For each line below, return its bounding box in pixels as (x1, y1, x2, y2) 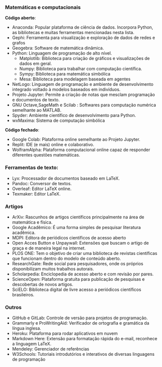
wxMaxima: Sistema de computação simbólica (12, 117, 105, 123)
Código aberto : (5, 15, 36, 21)
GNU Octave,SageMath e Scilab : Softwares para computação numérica (12, 102, 156, 108)
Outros (5, 304, 22, 310)
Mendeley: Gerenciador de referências (12, 346, 90, 352)
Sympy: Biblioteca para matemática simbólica (19, 71, 111, 77)
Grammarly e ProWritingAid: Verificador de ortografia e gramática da (12, 320, 149, 326)
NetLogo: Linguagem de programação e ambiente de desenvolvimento (12, 81, 154, 87)
